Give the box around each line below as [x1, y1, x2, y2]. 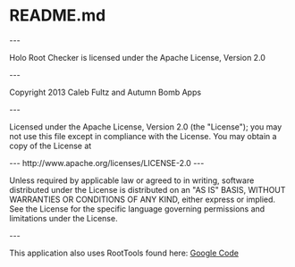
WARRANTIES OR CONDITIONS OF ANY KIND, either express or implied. [9, 194, 275, 204]
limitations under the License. [9, 213, 118, 223]
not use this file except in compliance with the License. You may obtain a [9, 130, 277, 141]
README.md [9, 5, 106, 26]
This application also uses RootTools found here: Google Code [9, 247, 240, 258]
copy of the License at [9, 140, 92, 151]
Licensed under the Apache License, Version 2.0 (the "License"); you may [9, 121, 282, 132]
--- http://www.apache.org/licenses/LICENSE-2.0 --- [9, 157, 205, 168]
